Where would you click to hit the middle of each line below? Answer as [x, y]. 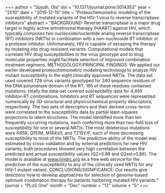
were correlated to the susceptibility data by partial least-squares [72, 112]
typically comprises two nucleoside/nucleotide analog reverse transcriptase [82, 33]
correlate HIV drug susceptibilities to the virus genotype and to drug [75, 54]
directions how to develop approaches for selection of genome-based [76, 175]
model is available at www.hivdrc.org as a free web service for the [72, 159]
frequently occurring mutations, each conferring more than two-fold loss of [82, 122]
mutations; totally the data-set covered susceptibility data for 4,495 [74, 91]
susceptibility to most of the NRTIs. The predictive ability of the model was [81, 138]
